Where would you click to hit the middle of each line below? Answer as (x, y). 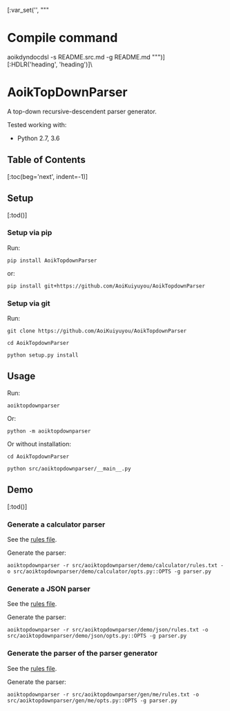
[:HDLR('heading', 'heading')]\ (50, 64)
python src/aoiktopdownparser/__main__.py (69, 468)
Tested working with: (37, 124)
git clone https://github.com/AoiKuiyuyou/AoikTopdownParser (97, 331)
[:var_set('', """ (28, 10)
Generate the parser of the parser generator (83, 654)
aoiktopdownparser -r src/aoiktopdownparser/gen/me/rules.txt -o (103, 694)
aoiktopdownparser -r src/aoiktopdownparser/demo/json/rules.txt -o (108, 630)
